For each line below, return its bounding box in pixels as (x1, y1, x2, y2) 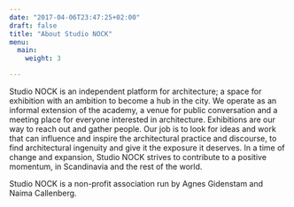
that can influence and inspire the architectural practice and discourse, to (9, 134, 277, 143)
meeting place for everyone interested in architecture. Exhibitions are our (9, 114, 276, 125)
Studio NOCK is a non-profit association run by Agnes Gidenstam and (9, 179, 264, 188)
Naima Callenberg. (9, 188, 77, 198)
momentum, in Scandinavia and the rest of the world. (9, 161, 203, 172)
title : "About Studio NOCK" (9, 29, 113, 38)
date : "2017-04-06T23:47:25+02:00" (9, 12, 141, 22)
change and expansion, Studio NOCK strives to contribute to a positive (9, 152, 267, 162)
